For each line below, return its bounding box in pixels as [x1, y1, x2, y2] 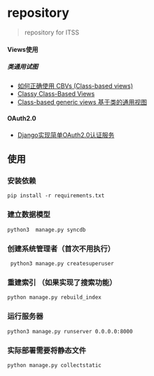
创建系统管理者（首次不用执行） [7, 243, 115, 253]
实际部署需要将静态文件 [7, 345, 86, 355]
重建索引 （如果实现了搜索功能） [7, 277, 117, 287]
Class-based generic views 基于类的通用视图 [17, 98, 147, 106]
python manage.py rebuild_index [7, 294, 101, 301]
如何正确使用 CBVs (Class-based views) [17, 81, 134, 90]
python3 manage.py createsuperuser [10, 260, 114, 267]
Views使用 [7, 45, 38, 53]
